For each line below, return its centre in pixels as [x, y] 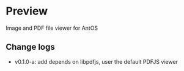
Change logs [31, 47]
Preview [27, 11]
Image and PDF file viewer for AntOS [52, 28]
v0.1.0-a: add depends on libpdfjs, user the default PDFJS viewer [96, 61]
